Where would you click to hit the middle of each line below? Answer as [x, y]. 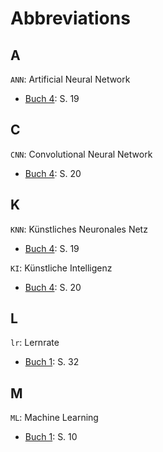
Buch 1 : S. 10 [51, 437]
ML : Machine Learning [54, 418]
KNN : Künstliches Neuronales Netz [79, 229]
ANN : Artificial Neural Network [70, 79]
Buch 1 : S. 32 [52, 362]
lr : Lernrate [35, 343]
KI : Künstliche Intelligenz [61, 268]
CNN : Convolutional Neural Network [81, 154]
